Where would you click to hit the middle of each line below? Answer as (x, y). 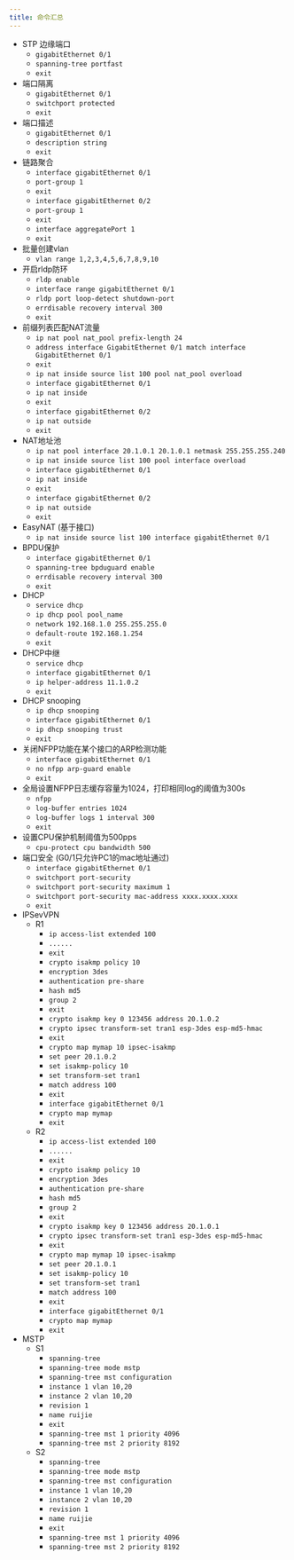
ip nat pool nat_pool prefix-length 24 (109, 338)
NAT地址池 (42, 440)
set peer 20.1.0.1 (82, 1264)
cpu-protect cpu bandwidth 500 (93, 847)
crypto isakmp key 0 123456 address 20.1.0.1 (134, 1226)
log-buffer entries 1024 (81, 808)
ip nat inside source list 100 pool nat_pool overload (138, 374)
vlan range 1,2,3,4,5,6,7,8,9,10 (97, 259)
